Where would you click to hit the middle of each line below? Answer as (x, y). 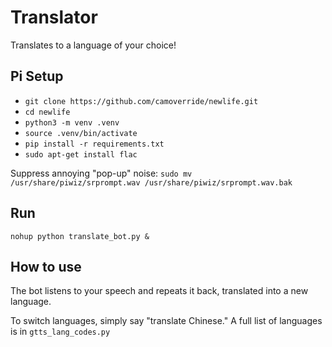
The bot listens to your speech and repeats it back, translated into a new (159, 291)
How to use (46, 266)
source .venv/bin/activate (81, 133)
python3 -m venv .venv (72, 122)
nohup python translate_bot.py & (80, 236)
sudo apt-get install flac (81, 154)
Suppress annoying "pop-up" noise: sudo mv (101, 173)
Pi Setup (37, 76)
